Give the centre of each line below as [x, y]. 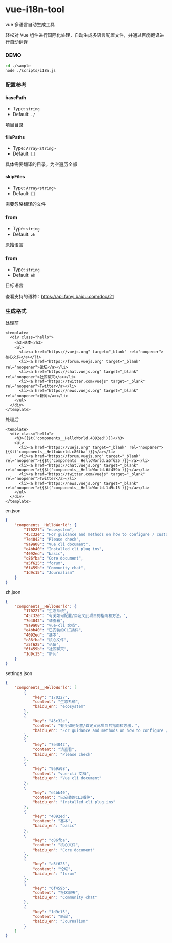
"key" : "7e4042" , [51, 745]
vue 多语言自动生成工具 [30, 24]
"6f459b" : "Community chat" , [55, 568]
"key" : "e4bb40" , [51, 793]
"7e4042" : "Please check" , [52, 539]
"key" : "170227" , [51, 697]
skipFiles [15, 176]
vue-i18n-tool [35, 9]
